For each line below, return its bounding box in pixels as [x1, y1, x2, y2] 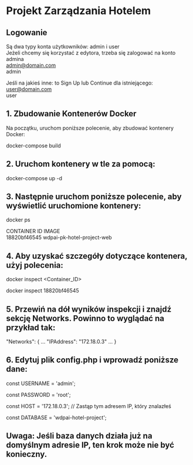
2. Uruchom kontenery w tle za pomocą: [6, 159, 155, 169]
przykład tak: [6, 322, 56, 332]
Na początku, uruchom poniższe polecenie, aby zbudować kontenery [6, 124, 174, 132]
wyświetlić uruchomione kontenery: [6, 201, 141, 211]
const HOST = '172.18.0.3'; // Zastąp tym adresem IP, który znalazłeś [6, 402, 171, 409]
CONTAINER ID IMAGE [6, 228, 60, 235]
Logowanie [6, 28, 48, 38]
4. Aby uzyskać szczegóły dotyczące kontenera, [6, 251, 188, 261]
